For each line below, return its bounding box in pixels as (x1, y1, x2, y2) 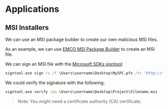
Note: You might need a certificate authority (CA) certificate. (17, 98, 142, 104)
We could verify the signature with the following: (5, 80, 105, 86)
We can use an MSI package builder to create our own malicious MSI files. (5, 36, 158, 42)
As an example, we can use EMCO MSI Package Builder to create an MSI (5, 46, 155, 52)
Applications (5, 3, 59, 15)
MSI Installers (5, 23, 49, 32)
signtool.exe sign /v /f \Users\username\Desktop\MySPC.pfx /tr (5, 71, 142, 76)
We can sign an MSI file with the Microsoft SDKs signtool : (5, 61, 123, 67)
